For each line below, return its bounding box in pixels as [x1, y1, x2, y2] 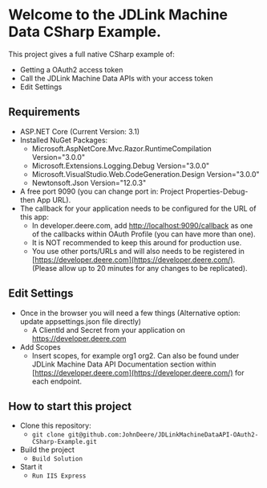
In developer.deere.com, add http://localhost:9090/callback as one [31, 220, 253, 230]
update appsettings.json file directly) [19, 316, 142, 326]
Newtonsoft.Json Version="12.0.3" [31, 178, 147, 187]
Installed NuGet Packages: [19, 135, 108, 145]
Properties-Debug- [185, 187, 249, 196]
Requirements [8, 105, 80, 119]
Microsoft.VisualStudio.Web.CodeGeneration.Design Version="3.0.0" [31, 169, 260, 178]
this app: [19, 211, 50, 222]
